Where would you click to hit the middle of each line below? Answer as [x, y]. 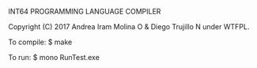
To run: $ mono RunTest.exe [54, 57]
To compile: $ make [40, 42]
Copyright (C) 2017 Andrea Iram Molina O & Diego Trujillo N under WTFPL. [129, 26]
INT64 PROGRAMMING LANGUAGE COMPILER [85, 11]
